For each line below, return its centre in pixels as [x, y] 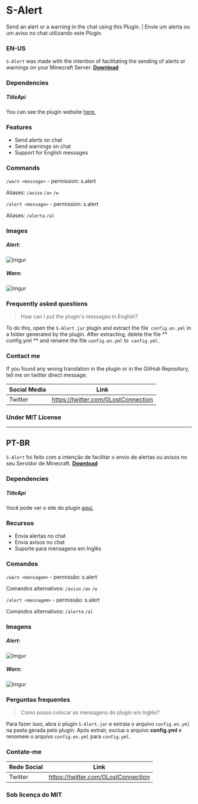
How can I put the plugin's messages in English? [79, 316]
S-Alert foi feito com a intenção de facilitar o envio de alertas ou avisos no [97, 457]
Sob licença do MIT [34, 795]
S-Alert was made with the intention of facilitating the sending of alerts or [96, 61]
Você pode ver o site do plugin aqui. [50, 508]
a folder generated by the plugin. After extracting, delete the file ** [87, 334]
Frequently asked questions [47, 304]
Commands [23, 168]
